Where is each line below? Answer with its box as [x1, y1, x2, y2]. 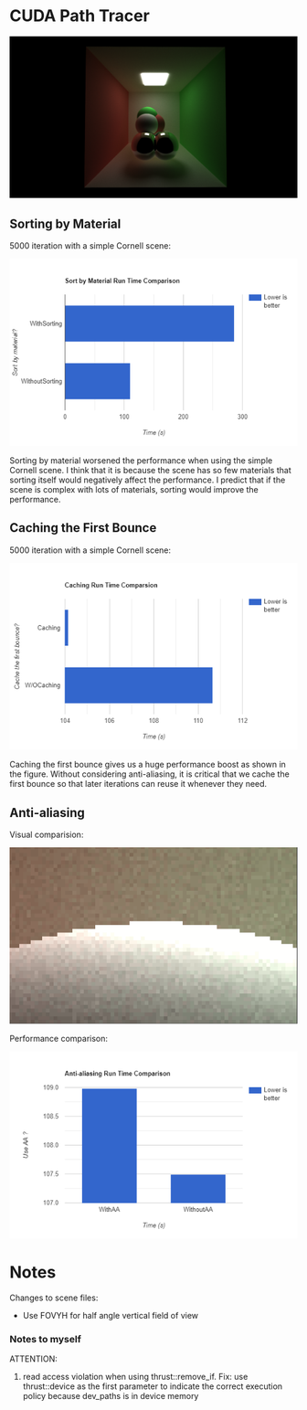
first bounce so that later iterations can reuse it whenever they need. [9, 779, 268, 790]
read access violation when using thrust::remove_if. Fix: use [22, 1372, 249, 1383]
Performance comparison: [9, 1034, 108, 1044]
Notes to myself [9, 1332, 82, 1345]
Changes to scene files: [9, 1292, 99, 1303]
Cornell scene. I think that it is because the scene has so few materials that [9, 464, 291, 475]
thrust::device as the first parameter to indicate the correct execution [22, 1381, 283, 1392]
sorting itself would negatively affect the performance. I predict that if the [9, 474, 286, 485]
